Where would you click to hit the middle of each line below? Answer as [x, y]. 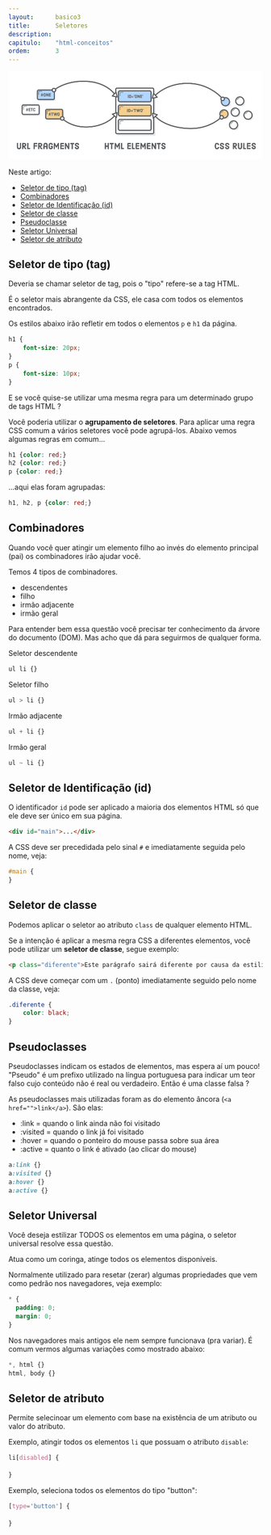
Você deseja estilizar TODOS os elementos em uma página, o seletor [123, 1235]
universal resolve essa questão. [61, 1243]
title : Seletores [48, 25]
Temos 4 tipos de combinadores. [63, 572]
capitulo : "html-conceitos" [61, 43]
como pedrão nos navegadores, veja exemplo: [85, 1284]
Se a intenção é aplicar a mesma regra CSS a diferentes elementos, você [129, 940]
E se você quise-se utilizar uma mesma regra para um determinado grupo [131, 397]
